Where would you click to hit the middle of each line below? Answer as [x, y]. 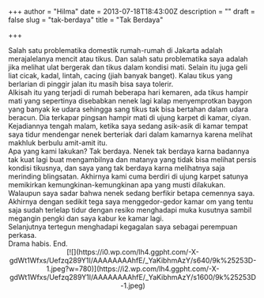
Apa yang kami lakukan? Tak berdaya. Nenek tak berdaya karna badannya [129, 151]
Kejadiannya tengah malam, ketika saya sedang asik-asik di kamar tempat [128, 126]
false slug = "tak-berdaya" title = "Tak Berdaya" [86, 20]
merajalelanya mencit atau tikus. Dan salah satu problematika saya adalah [128, 59]
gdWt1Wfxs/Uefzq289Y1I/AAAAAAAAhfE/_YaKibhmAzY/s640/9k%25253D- [133, 260]
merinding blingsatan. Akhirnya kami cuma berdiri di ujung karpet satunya [128, 176]
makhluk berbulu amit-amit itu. [58, 143]
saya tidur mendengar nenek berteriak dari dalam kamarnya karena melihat [130, 134]
